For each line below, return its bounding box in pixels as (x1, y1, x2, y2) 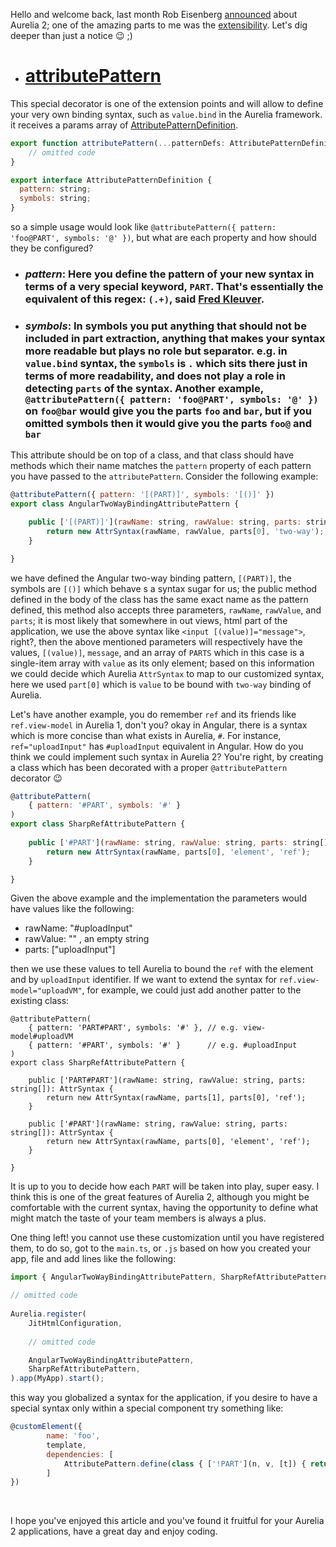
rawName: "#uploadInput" (24, 922, 133, 934)
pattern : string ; (19, 184, 92, 194)
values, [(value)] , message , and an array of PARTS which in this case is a (10, 646, 305, 658)
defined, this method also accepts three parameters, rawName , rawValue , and (10, 604, 322, 616)
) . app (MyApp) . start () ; (10, 1374, 105, 1384)
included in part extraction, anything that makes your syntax (24, 331, 326, 345)
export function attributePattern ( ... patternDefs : (10, 138, 226, 148)
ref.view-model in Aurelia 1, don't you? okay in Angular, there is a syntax (10, 719, 308, 731)
